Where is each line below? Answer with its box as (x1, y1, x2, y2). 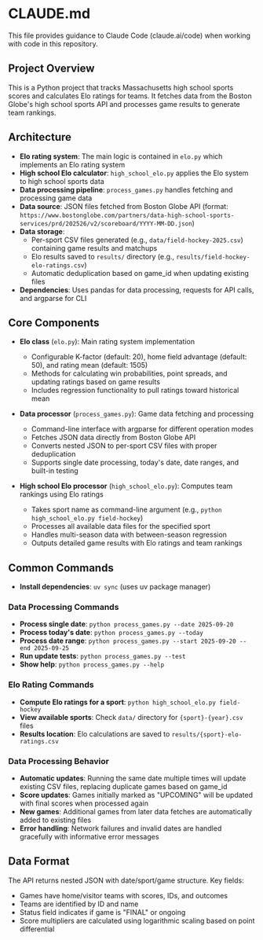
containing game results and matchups (31, 243, 158, 252)
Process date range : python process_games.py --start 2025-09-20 (19, 636, 237, 645)
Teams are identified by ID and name (19, 899, 139, 909)
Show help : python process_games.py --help (19, 659, 165, 669)
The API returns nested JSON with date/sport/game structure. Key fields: (8, 876, 245, 885)
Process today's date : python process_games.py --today (19, 628, 204, 637)
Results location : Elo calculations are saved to (19, 729, 170, 739)
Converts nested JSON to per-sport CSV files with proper (31, 441, 217, 450)
